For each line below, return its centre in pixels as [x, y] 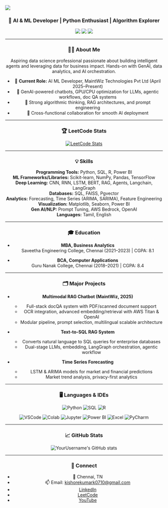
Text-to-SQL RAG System [88, 332]
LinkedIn [88, 489]
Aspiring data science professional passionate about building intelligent [84, 61]
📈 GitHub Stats [84, 435]
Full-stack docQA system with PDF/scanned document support [91, 306]
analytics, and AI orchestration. [84, 71]
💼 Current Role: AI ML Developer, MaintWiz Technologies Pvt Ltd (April [88, 81]
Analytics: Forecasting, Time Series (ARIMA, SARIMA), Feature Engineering [84, 199]
